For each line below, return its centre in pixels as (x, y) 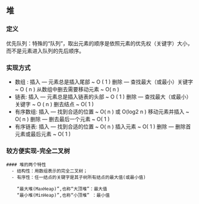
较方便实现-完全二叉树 (38, 151)
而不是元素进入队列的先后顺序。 (45, 51)
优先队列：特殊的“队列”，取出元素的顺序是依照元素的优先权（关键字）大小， (99, 43)
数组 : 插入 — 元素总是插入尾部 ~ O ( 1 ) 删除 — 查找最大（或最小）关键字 (104, 82)
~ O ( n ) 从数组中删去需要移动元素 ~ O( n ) (67, 89)
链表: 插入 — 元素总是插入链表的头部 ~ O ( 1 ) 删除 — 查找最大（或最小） (103, 97)
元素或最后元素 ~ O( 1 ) (43, 134)
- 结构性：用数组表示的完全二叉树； (50, 171)
